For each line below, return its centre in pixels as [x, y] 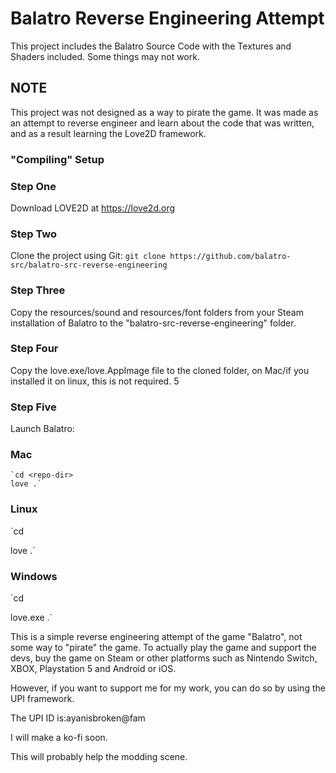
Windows [34, 576]
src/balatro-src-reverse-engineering [89, 265]
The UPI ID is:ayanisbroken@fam [78, 718]
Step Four [34, 349]
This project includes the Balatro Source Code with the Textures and [151, 46]
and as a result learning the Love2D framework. [108, 133]
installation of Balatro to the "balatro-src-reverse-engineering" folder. [153, 323]
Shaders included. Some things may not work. [105, 56]
